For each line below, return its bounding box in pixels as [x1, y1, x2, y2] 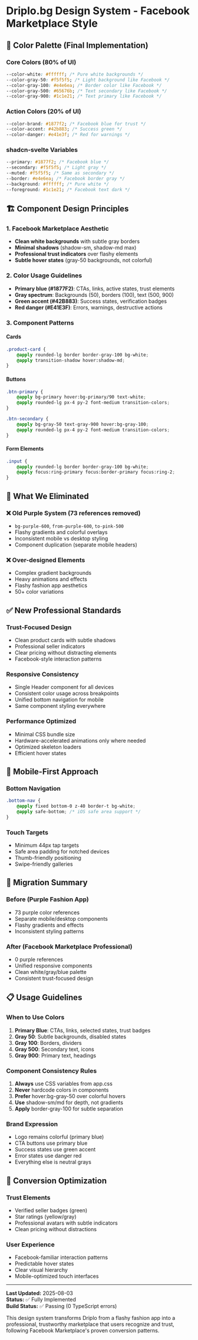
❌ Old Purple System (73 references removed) [6, 509, 141, 517]
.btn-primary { [6, 389, 44, 394]
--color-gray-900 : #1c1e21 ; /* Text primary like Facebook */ [6, 93, 162, 99]
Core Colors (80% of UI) [6, 58, 77, 66]
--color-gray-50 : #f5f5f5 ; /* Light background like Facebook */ [6, 77, 170, 83]
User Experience [6, 1240, 55, 1248]
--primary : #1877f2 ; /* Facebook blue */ [6, 159, 110, 165]
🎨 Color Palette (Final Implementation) [6, 40, 148, 50]
